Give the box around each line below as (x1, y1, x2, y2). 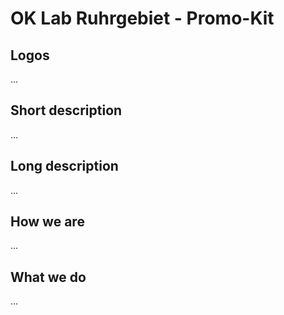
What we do (10, 268, 87, 286)
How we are (10, 213, 85, 231)
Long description (10, 158, 119, 175)
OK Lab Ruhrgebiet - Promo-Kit (10, 7, 275, 30)
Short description (10, 102, 123, 119)
